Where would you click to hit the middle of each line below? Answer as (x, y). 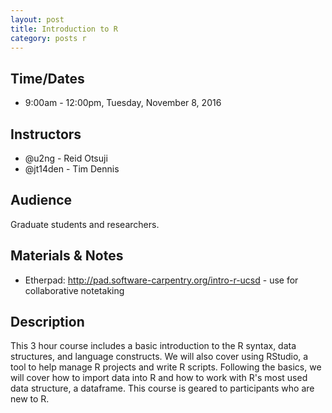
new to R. (30, 399)
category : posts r (48, 38)
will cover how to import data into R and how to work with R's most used (159, 378)
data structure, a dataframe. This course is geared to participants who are (162, 388)
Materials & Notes (67, 256)
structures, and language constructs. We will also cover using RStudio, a (159, 357)
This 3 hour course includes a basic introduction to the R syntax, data (153, 346)
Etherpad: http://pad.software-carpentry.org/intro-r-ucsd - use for (161, 280)
